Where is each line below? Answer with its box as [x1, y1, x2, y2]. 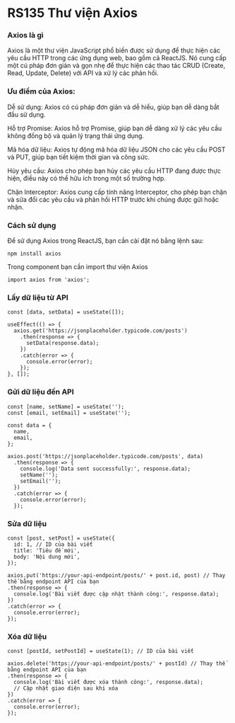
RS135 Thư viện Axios [7, 5, 138, 21]
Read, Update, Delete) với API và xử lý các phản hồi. [7, 69, 159, 77]
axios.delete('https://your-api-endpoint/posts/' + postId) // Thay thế [7, 660, 226, 667]
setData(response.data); [25, 340, 100, 347]
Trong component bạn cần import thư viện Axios [7, 263, 148, 271]
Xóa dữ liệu [7, 632, 47, 642]
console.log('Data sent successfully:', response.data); [20, 465, 191, 472]
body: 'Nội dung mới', [13, 553, 80, 560]
